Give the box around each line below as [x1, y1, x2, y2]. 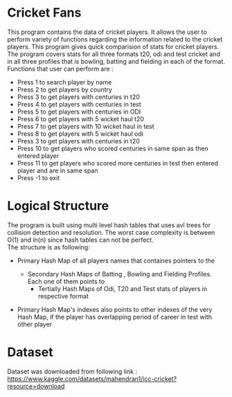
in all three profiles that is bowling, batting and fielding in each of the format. [7, 57, 225, 65]
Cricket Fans [7, 5, 82, 21]
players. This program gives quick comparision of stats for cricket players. [7, 42, 220, 51]
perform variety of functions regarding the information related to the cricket [7, 35, 223, 43]
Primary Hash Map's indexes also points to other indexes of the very [17, 305, 213, 313]
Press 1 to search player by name [17, 78, 112, 86]
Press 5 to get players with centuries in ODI [17, 107, 141, 116]
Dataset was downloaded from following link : [7, 367, 137, 376]
